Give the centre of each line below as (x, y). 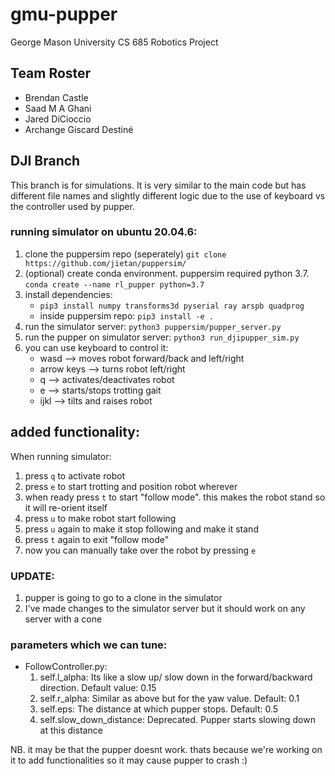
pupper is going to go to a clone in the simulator (123, 597)
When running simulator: (61, 456)
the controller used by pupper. (72, 206)
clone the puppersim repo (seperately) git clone (125, 254)
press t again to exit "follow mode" (97, 539)
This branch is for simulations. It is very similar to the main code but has (158, 185)
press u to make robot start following (100, 518)
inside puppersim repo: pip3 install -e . (126, 315)
